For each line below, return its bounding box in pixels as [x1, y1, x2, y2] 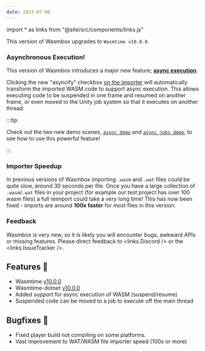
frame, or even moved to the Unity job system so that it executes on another [6, 98, 198, 105]
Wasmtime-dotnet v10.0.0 [15, 284, 81, 292]
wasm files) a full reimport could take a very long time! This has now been [6, 195, 193, 202]
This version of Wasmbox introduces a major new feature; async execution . [6, 67, 198, 74]
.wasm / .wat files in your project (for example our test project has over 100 [6, 189, 190, 196]
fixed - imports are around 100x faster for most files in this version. [6, 202, 176, 209]
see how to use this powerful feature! [6, 135, 100, 142]
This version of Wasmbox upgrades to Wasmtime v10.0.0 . [6, 37, 149, 45]
